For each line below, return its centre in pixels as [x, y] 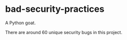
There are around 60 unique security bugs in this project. [64, 32]
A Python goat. [20, 23]
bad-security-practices [55, 9]
